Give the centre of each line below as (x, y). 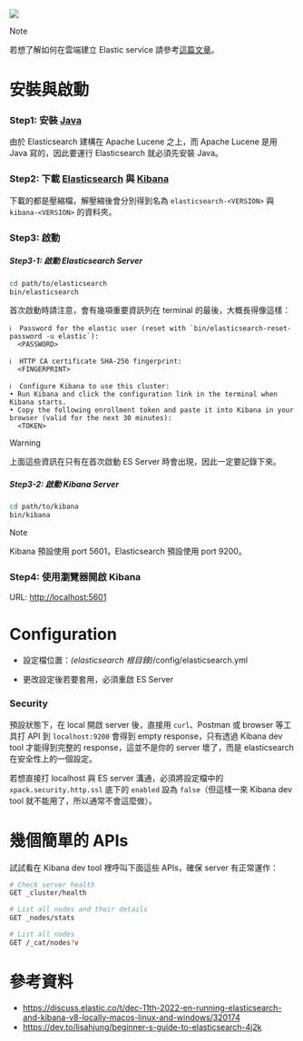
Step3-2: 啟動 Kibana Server (64, 485)
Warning (25, 443)
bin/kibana (30, 516)
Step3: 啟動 (35, 238)
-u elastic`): (73, 337)
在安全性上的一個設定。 (53, 759)
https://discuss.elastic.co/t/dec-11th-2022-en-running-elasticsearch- (152, 1007)
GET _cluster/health (49, 893)
